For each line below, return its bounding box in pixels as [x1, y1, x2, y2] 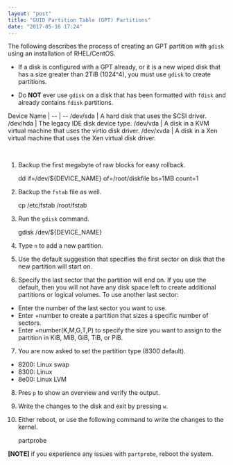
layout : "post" [8, 10, 52, 17]
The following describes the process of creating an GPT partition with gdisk [8, 42, 224, 51]
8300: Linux [17, 368, 53, 376]
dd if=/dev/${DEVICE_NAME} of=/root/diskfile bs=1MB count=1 [17, 174, 199, 183]
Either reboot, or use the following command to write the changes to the [17, 416, 224, 424]
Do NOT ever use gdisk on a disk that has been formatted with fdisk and [17, 91, 226, 99]
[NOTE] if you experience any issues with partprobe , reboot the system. [8, 450, 214, 458]
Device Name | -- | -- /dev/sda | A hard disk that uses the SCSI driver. [8, 112, 207, 120]
